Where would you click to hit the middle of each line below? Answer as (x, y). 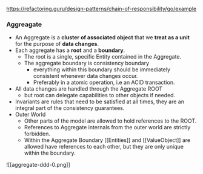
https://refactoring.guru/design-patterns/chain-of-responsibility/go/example (101, 9)
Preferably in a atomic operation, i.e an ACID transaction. (104, 82)
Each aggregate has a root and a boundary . (70, 50)
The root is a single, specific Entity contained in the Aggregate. (103, 57)
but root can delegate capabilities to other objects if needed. (100, 95)
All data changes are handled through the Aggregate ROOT (88, 89)
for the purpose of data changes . (57, 44)
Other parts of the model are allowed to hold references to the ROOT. (110, 121)
